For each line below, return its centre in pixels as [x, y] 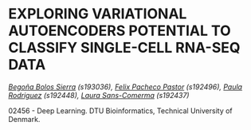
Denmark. [24, 119]
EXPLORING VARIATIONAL [98, 14]
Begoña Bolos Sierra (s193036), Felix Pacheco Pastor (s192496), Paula [125, 87]
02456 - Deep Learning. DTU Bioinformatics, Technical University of [120, 110]
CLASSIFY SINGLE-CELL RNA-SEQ [124, 48]
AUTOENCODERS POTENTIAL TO [120, 31]
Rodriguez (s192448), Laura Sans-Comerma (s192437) [99, 95]
